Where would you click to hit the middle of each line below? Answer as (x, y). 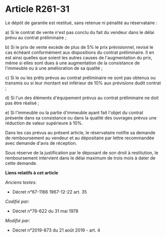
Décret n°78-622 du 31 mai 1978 (45, 211)
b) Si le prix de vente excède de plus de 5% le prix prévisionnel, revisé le (79, 47)
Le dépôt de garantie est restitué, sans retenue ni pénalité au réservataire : (81, 23)
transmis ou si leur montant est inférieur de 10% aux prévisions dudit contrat (83, 83)
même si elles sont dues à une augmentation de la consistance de (73, 63)
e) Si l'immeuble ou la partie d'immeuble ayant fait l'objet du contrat (74, 113)
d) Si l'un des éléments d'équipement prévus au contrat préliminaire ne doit (82, 98)
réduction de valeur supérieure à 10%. (44, 123)
